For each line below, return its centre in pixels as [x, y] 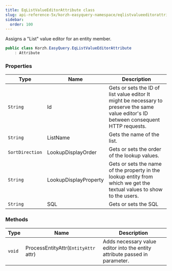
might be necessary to [136, 101]
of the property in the [134, 170]
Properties [19, 66]
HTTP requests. [128, 126]
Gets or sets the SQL [134, 204]
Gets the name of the [134, 134]
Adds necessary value [130, 241]
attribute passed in [125, 254]
